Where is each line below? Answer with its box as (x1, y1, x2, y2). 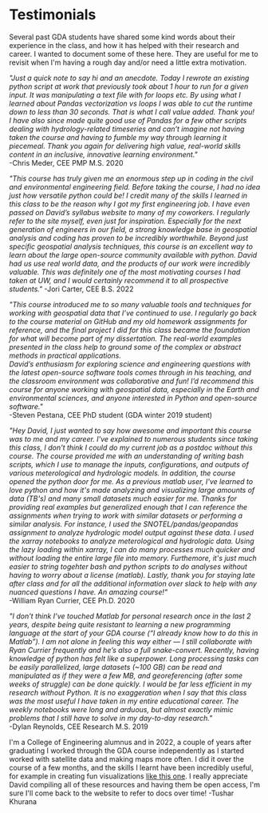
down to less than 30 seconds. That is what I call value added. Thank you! (9, 106, 254, 117)
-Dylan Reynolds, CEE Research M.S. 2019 (9, 722, 148, 731)
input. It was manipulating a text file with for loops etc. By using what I (9, 90, 242, 99)
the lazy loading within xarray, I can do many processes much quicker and (9, 544, 255, 554)
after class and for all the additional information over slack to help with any (9, 579, 258, 588)
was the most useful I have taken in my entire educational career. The (9, 696, 239, 706)
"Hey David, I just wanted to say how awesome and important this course (9, 426, 252, 435)
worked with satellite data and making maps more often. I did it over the (9, 754, 244, 763)
